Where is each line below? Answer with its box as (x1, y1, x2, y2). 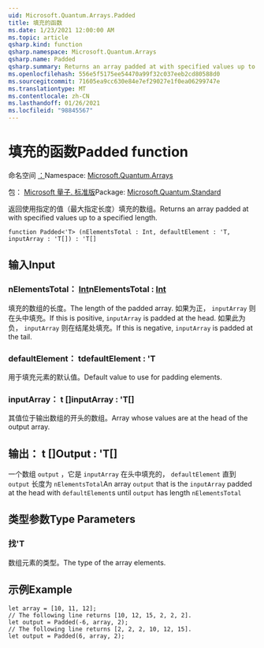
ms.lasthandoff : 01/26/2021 (8, 99, 101, 107)
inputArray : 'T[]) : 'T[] (8, 235, 97, 243)
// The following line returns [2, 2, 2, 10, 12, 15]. (8, 625, 192, 633)
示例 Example (8, 583, 73, 597)
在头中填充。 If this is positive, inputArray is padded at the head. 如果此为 (8, 313, 246, 323)
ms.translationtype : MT (8, 84, 87, 93)
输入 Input (8, 258, 55, 272)
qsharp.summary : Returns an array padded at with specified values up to (8, 63, 256, 71)
